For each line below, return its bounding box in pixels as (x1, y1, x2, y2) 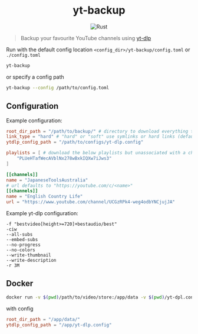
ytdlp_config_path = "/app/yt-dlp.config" (6, 322, 112, 328)
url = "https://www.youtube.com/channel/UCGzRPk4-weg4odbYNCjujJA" (6, 199, 176, 205)
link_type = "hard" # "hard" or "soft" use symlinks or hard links (6, 134, 176, 140)
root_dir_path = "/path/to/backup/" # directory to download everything (6, 128, 189, 134)
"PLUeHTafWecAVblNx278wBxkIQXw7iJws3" (16, 155, 112, 161)
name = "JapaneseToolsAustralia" (6, 177, 88, 183)
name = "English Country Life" (6, 193, 83, 200)
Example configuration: (6, 116, 63, 124)
